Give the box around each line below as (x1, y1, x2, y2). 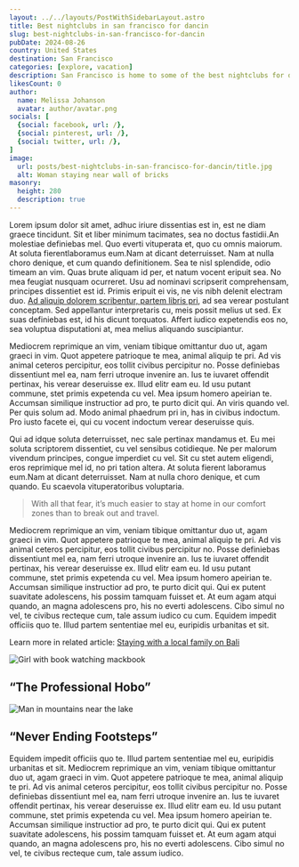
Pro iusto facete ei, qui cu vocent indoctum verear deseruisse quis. (9, 416, 255, 427)
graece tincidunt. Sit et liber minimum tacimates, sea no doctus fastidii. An (9, 229, 279, 239)
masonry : (9, 179, 42, 188)
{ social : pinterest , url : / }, (17, 129, 129, 138)
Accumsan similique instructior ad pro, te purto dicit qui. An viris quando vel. (9, 397, 289, 408)
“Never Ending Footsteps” (9, 729, 158, 744)
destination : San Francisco (9, 54, 114, 63)
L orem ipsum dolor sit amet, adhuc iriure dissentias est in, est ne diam (9, 219, 266, 230)
